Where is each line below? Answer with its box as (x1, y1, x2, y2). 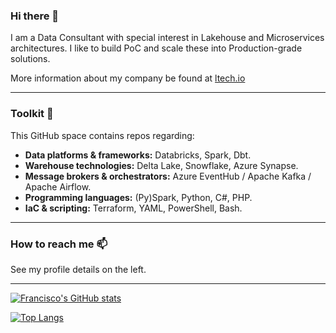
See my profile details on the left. (10, 263, 147, 275)
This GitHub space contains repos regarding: (10, 129, 195, 141)
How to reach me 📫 (10, 237, 108, 251)
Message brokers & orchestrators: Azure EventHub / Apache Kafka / (24, 170, 312, 182)
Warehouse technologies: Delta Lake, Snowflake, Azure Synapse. (24, 159, 299, 171)
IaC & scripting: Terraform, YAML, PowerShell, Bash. (24, 202, 243, 214)
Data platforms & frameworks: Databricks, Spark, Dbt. (24, 149, 252, 161)
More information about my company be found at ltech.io (10, 72, 246, 84)
